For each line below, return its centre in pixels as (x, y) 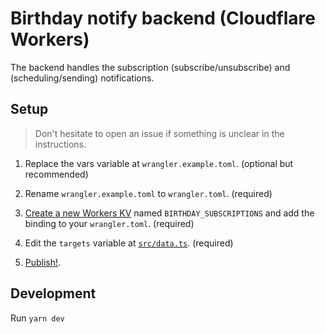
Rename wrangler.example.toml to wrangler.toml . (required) (148, 193)
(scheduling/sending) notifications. (82, 78)
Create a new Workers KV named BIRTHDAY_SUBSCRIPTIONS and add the (169, 213)
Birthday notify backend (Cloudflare (163, 18)
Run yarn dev (37, 318)
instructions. (60, 144)
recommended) (56, 174)
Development (53, 293)
